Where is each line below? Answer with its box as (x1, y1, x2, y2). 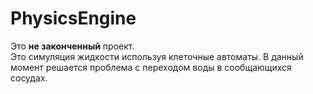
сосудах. (10, 72, 48, 84)
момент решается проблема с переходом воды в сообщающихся (10, 61, 292, 73)
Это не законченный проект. (10, 40, 135, 52)
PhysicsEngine (10, 7, 137, 30)
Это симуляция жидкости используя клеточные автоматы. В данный (10, 50, 304, 62)
